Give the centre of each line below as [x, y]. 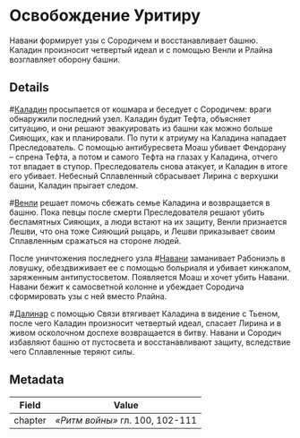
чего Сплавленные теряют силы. [72, 351]
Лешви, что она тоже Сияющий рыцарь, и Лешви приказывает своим [142, 231]
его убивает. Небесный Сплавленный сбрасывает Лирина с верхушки [144, 176]
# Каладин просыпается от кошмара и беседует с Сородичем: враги [140, 109]
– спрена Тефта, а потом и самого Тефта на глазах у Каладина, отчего [144, 157]
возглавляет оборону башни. [65, 59]
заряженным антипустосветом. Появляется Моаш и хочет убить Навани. [149, 277]
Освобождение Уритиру [105, 16]
